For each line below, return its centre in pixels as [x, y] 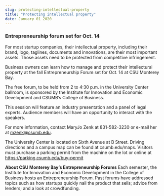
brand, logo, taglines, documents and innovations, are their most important [81, 52]
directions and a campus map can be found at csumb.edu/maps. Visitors [79, 147]
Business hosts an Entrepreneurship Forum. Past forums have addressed [79, 178]
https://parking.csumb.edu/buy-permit [44, 157]
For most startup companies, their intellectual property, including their [76, 47]
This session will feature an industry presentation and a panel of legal [76, 107]
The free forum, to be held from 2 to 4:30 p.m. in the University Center [77, 87]
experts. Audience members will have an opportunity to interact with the [79, 112]
